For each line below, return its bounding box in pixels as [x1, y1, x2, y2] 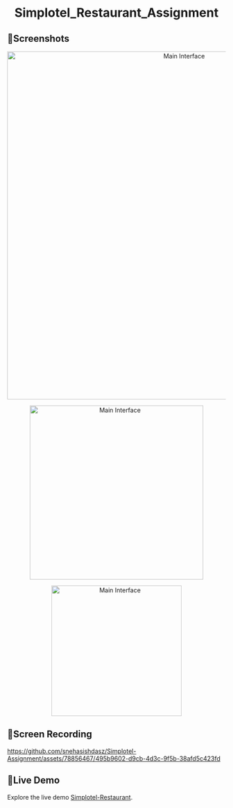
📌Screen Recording [7, 729, 92, 740]
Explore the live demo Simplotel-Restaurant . [7, 793, 133, 801]
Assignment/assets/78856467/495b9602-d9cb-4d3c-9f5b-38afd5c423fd [7, 754, 221, 763]
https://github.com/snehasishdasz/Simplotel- [7, 747, 137, 755]
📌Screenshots [7, 33, 70, 45]
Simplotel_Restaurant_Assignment [14, 5, 219, 21]
